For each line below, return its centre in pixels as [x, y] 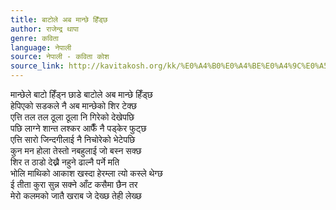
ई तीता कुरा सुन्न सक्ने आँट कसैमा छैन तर [74, 184]
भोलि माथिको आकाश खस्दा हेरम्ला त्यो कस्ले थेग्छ [86, 173]
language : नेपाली [41, 47]
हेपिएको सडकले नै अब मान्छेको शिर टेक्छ [74, 105]
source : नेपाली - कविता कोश [60, 57]
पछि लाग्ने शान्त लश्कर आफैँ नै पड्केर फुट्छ [78, 128]
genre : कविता [34, 38]
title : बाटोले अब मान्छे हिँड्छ [59, 19]
